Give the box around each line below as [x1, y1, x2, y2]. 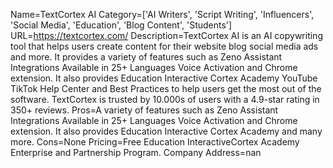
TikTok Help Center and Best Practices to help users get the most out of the [10, 83, 322, 94]
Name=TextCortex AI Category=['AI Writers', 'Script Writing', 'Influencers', [10, 9, 315, 20]
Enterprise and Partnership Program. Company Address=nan [10, 147, 262, 158]
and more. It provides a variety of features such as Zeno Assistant [10, 51, 283, 63]
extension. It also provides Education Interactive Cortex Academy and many [10, 125, 323, 137]
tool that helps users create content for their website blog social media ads [10, 40, 319, 52]
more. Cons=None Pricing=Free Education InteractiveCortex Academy [10, 136, 300, 148]
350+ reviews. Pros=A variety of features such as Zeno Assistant [10, 104, 279, 116]
